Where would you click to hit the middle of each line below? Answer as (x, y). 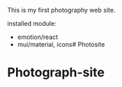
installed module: (32, 23)
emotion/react (38, 37)
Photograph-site (56, 73)
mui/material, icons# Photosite (61, 44)
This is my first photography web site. (61, 10)
